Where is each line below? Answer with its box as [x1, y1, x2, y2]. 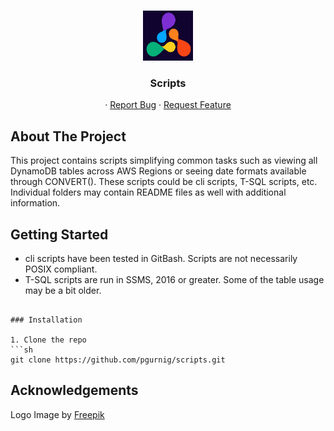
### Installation [10, 315, 83, 325]
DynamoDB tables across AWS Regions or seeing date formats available [10, 165, 307, 177]
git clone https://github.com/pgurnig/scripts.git [10, 355, 226, 365]
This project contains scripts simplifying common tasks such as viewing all [10, 155, 318, 167]
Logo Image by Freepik [10, 408, 105, 420]
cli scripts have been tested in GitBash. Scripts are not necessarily [24, 252, 298, 264]
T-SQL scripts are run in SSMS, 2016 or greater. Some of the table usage [24, 273, 325, 285]
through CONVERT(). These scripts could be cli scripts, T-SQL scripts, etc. [10, 176, 318, 188]
